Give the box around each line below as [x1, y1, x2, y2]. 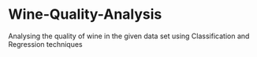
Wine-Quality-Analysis [8, 5, 162, 23]
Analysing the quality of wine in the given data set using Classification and [8, 31, 250, 41]
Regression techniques [8, 39, 83, 48]
